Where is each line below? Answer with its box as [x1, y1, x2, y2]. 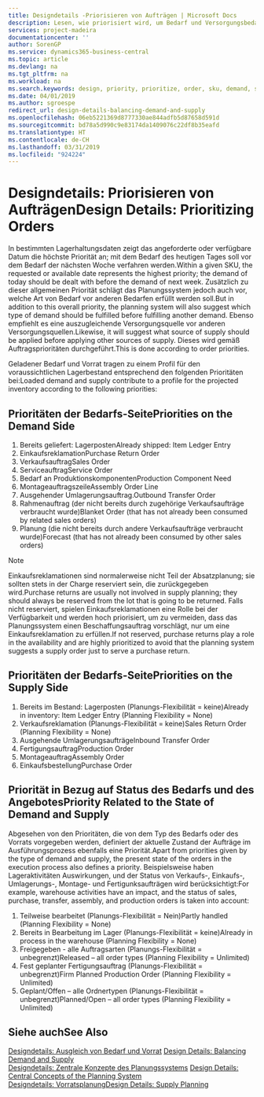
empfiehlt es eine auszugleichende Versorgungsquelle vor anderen [8, 319, 225, 329]
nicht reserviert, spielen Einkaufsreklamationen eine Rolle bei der [8, 605, 218, 613]
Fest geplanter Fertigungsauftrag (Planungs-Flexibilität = [19, 961, 203, 970]
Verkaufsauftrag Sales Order [19, 457, 111, 466]
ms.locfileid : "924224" [8, 150, 86, 158]
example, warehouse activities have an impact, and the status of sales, [8, 887, 237, 896]
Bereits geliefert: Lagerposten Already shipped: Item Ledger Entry [19, 440, 232, 449]
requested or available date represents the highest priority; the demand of [8, 269, 248, 278]
